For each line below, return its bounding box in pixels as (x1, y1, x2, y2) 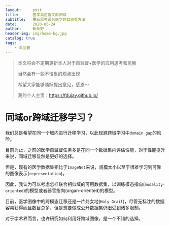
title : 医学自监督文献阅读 (5, 12, 67, 17)
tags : (5, 41, 17, 46)
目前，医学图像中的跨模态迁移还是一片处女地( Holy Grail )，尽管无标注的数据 (5, 198, 165, 204)
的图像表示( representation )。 (5, 170, 67, 176)
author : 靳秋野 (5, 26, 44, 31)
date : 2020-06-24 (5, 21, 56, 27)
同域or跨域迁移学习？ (5, 112, 95, 123)
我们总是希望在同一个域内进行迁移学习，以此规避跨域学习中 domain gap (5, 130, 153, 136)
